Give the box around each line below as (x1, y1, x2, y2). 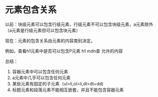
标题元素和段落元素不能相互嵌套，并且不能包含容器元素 (12, 87, 124, 93)
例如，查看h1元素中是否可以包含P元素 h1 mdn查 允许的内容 (5, 48, 123, 54)
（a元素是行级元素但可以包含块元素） (5, 27, 81, 33)
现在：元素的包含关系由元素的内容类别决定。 (5, 37, 95, 44)
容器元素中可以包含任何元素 (12, 68, 68, 74)
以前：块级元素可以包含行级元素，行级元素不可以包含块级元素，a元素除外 (5, 21, 153, 27)
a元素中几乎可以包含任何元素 (12, 75, 71, 81)
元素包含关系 (5, 4, 57, 16)
